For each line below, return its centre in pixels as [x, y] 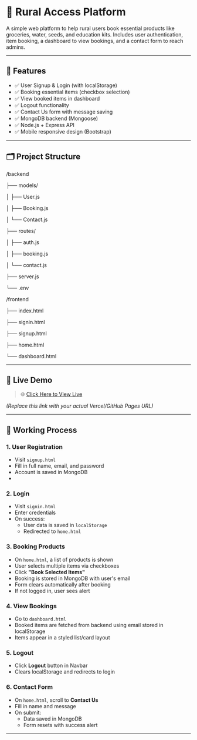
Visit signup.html [35, 460]
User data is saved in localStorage [65, 525]
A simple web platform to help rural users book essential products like [90, 28]
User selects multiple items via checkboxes [67, 566]
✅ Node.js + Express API [45, 125]
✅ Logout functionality [42, 105]
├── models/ [22, 185]
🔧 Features [26, 71]
